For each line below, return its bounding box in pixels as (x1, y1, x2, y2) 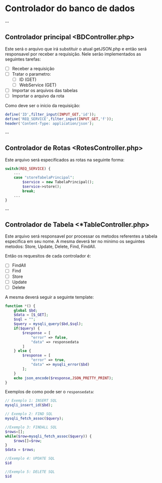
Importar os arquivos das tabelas (12, 88, 78, 93)
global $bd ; (14, 308, 38, 313)
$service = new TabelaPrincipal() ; (22, 180, 94, 185)
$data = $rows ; (5, 447, 36, 452)
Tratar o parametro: (12, 71, 51, 77)
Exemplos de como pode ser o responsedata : (5, 389, 94, 395)
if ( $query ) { (14, 326, 40, 331)
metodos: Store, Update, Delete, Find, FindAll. (5, 243, 96, 250)
